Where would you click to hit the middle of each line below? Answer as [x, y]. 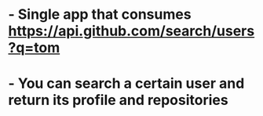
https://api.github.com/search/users [131, 31]
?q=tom [34, 48]
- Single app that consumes [100, 14]
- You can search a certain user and [126, 83]
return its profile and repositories [119, 100]
